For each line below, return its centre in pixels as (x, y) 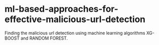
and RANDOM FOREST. (44, 38)
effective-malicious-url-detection (75, 19)
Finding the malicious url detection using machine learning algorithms (75, 33)
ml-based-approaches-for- (62, 9)
